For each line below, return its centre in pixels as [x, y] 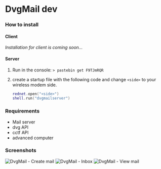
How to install [22, 25]
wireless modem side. [35, 85]
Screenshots [21, 151]
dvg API [20, 127]
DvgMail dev [31, 9]
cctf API [20, 132]
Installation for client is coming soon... [44, 48]
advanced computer [33, 138]
